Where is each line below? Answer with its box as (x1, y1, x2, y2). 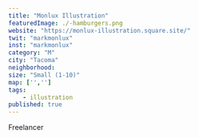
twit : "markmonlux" (8, 34, 73, 42)
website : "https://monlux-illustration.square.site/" (8, 26, 192, 34)
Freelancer (8, 123, 44, 132)
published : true (8, 101, 62, 108)
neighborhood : (8, 64, 56, 72)
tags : (8, 85, 26, 94)
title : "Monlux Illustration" (8, 11, 109, 20)
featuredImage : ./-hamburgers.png (8, 19, 124, 27)
